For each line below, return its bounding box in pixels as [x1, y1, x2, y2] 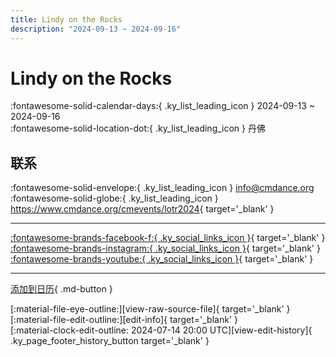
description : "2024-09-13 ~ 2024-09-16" [10, 24, 182, 34]
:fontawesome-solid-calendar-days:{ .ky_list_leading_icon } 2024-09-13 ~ [10, 100, 316, 112]
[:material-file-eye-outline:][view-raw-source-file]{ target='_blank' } [10, 303, 291, 315]
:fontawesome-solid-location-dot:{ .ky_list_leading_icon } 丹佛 [10, 122, 266, 135]
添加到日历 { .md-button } [10, 283, 113, 295]
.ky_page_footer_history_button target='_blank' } [10, 335, 210, 347]
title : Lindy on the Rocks [10, 14, 123, 25]
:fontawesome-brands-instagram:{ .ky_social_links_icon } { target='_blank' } [10, 242, 321, 255]
